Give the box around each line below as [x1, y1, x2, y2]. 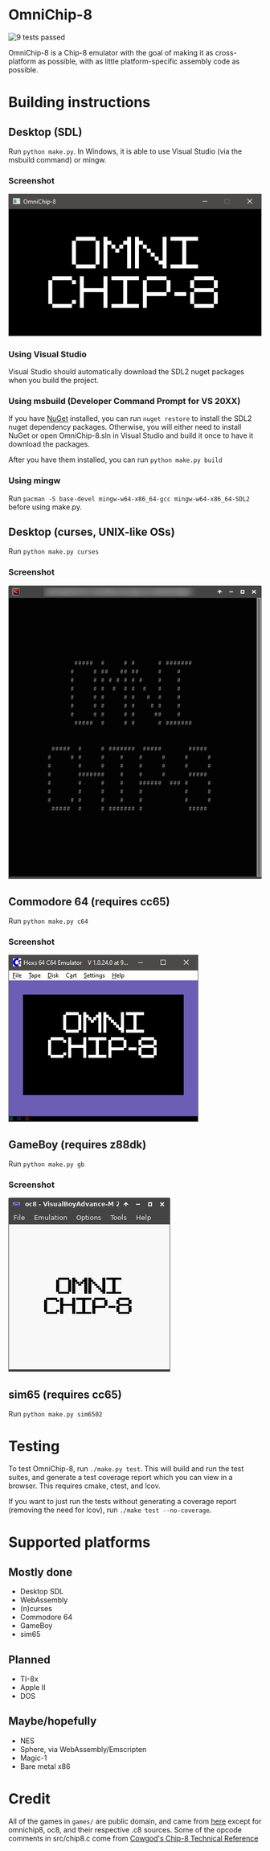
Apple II [19, 1682, 46, 1692]
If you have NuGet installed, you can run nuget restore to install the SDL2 [8, 414, 252, 423]
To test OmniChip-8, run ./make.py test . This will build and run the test [8, 1464, 244, 1474]
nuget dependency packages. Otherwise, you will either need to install [8, 423, 242, 432]
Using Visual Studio [8, 348, 87, 360]
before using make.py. [8, 501, 83, 512]
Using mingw [8, 475, 61, 486]
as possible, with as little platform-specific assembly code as [37, 56, 240, 66]
